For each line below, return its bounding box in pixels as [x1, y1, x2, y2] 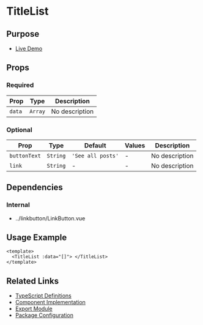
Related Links [6, 275, 59, 286]
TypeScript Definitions [15, 292, 72, 299]
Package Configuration [15, 312, 73, 319]
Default [84, 141, 106, 149]
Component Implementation [15, 299, 86, 306]
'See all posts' [71, 152, 119, 159]
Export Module [15, 305, 53, 313]
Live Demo [15, 45, 43, 52]
